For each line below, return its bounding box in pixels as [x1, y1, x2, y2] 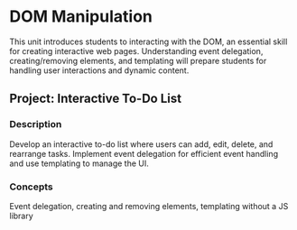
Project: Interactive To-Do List [9, 91, 182, 106]
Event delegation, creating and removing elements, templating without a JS [9, 200, 289, 211]
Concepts [9, 180, 54, 193]
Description [9, 118, 62, 131]
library [9, 210, 33, 221]
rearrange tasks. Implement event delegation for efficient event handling [9, 148, 278, 159]
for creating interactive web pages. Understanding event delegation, [9, 45, 264, 56]
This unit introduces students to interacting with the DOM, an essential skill [9, 36, 288, 47]
